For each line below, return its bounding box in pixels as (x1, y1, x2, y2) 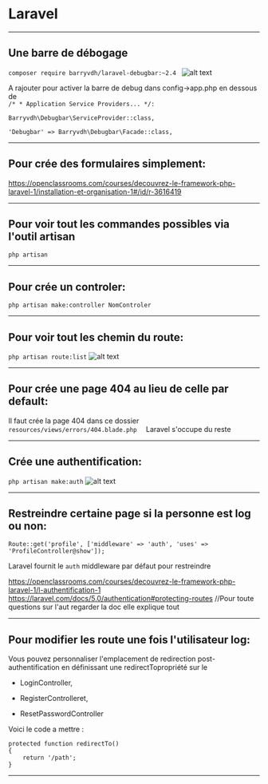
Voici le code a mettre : (8, 724, 85, 735)
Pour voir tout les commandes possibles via (8, 217, 230, 231)
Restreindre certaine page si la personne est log (8, 507, 251, 521)
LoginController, (19, 678, 73, 687)
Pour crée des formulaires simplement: (8, 157, 206, 171)
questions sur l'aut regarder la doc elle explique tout (8, 602, 179, 612)
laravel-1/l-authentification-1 (8, 585, 101, 595)
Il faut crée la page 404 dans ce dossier (8, 416, 140, 426)
